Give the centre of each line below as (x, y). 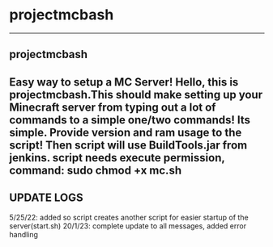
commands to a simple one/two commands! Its (130, 120)
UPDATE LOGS (46, 198)
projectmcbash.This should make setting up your (136, 94)
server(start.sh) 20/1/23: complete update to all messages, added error (128, 226)
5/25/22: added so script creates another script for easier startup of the (129, 217)
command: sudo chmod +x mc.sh (95, 170)
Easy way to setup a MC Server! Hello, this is (124, 82)
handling (24, 234)
